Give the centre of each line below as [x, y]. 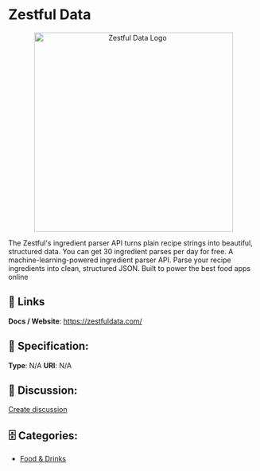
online [18, 277]
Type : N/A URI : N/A [40, 365]
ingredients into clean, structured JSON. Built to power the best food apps [130, 268]
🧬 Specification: [49, 346]
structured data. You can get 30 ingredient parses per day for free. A [121, 251]
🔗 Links [27, 302]
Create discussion [38, 410]
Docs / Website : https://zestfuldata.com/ [76, 321]
